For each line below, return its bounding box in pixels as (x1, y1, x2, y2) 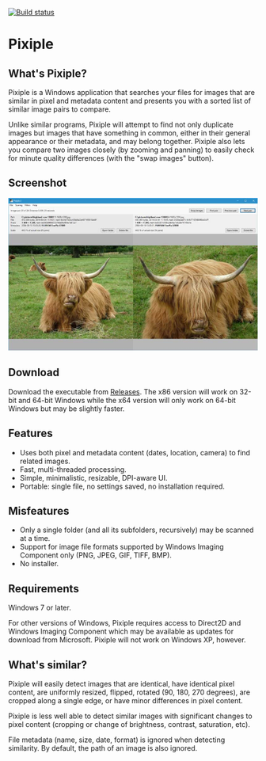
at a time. (19, 534, 51, 543)
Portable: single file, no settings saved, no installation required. (19, 481, 226, 491)
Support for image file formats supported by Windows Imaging (19, 542, 224, 552)
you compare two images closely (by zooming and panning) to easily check (8, 145, 255, 154)
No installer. (19, 559, 59, 569)
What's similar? (8, 658, 87, 672)
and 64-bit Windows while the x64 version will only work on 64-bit (18, 395, 236, 405)
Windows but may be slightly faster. (8, 404, 125, 413)
